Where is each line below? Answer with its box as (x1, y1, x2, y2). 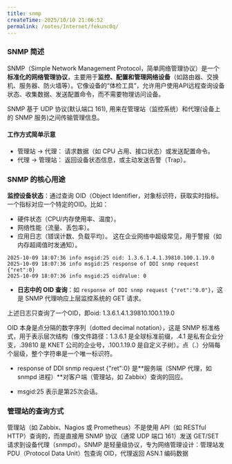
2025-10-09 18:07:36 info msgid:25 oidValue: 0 (7, 273, 147, 280)
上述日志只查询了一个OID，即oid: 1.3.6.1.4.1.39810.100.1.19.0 (7, 309, 175, 318)
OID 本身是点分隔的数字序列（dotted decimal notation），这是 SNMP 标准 (7, 324, 214, 332)
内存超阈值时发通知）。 (17, 241, 81, 249)
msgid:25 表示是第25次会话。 (17, 387, 101, 396)
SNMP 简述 (7, 47, 45, 57)
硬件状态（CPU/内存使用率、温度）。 (17, 215, 120, 223)
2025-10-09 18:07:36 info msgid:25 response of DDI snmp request (7, 260, 199, 268)
